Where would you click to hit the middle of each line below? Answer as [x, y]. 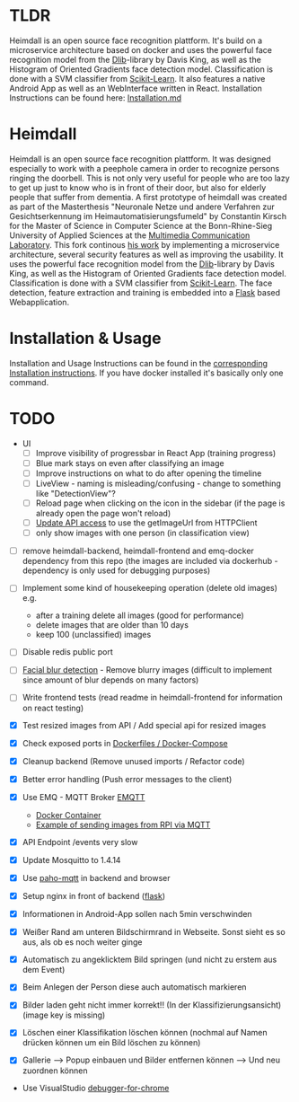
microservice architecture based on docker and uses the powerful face [141, 49]
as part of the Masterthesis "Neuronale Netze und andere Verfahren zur [142, 207]
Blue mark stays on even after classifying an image [130, 463]
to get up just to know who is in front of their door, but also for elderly [138, 187]
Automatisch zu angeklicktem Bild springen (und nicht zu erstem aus [149, 960]
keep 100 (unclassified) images [93, 635]
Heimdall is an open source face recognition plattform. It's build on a [136, 40]
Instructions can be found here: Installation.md [96, 97]
